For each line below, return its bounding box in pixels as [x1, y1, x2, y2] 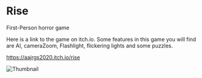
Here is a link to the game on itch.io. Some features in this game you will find [6, 35, 197, 43]
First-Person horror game [6, 24, 70, 31]
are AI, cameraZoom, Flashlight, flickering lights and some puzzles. [6, 42, 173, 49]
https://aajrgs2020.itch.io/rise [6, 53, 80, 61]
